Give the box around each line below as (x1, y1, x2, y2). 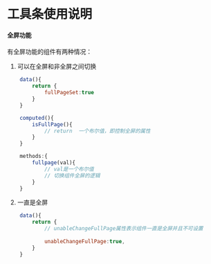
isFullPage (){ (32, 121, 73, 128)
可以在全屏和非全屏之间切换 (17, 62, 97, 71)
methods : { (19, 153, 48, 160)
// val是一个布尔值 (44, 166, 95, 173)
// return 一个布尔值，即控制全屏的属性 (44, 127, 151, 134)
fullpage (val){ (32, 159, 76, 166)
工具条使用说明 (7, 6, 93, 22)
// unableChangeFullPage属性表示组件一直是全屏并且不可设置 (44, 225, 203, 232)
